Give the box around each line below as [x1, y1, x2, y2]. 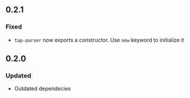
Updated [5, 72, 31, 79]
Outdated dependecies [14, 85, 71, 92]
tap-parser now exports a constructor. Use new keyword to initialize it [14, 36, 185, 44]
